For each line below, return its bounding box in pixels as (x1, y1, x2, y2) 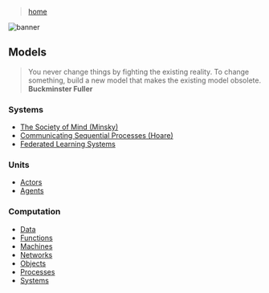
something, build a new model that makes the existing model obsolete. (27, 75, 262, 85)
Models (8, 46, 47, 59)
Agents (19, 186, 44, 196)
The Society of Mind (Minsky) (19, 122, 119, 132)
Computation (8, 206, 61, 218)
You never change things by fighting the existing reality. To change (27, 67, 250, 76)
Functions (19, 233, 54, 242)
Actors (19, 177, 43, 187)
